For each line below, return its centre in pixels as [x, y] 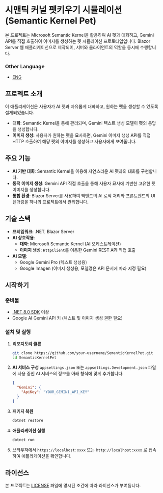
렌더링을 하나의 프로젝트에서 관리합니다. [50, 202]
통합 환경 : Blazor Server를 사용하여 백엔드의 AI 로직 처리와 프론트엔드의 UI [84, 195]
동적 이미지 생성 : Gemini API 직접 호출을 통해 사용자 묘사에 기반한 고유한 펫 [84, 183]
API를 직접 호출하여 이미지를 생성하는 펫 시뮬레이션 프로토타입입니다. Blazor [78, 41]
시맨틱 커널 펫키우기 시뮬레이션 [64, 10]
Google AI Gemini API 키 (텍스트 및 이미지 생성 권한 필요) [67, 318]
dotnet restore [28, 420]
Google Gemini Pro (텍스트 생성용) [53, 262]
